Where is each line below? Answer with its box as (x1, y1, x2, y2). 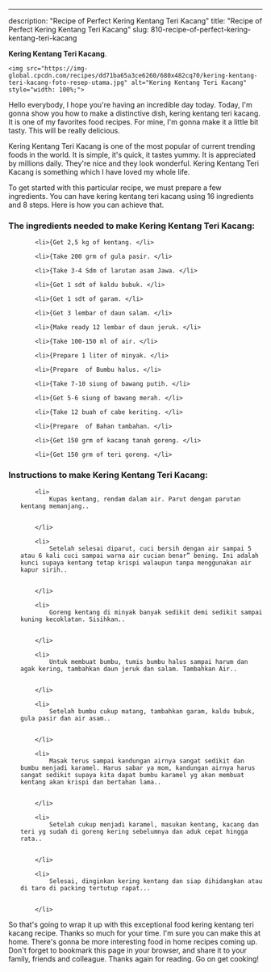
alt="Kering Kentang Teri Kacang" (131, 78, 248, 87)
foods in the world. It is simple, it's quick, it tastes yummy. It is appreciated (8, 150, 256, 159)
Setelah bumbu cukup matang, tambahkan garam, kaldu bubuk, (49, 707, 256, 716)
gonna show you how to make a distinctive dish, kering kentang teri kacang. (8, 108, 261, 118)
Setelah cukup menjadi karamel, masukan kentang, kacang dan (49, 820, 260, 829)
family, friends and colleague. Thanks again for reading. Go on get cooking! (8, 953, 260, 963)
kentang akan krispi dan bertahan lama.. (19, 778, 161, 786)
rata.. (19, 835, 43, 843)
